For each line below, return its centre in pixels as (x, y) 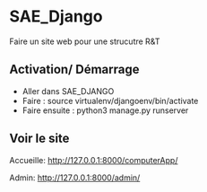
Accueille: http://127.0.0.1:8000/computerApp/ (94, 160)
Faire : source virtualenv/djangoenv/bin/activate (110, 100)
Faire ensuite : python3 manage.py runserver (105, 110)
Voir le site (39, 139)
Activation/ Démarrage (74, 70)
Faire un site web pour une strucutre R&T (85, 41)
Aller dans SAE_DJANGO (68, 91)
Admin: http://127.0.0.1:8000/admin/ (75, 178)
